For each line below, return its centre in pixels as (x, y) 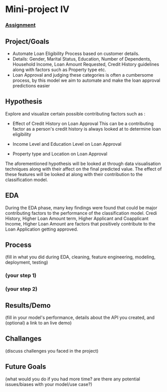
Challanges (23, 339)
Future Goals (26, 367)
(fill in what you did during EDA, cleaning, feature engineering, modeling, (80, 257)
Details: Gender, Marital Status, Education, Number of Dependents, (82, 59)
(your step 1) (21, 275)
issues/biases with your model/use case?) (49, 384)
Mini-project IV (37, 9)
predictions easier (31, 86)
